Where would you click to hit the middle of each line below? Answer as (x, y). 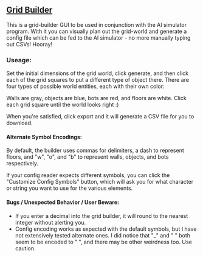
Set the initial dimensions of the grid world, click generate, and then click (98, 73)
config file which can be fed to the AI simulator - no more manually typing (98, 38)
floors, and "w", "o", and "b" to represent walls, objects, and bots (88, 157)
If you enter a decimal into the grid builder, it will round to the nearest (101, 215)
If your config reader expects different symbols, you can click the (88, 175)
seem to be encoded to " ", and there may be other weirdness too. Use (104, 242)
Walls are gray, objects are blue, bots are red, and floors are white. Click (96, 98)
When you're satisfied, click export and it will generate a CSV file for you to (100, 117)
